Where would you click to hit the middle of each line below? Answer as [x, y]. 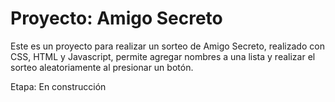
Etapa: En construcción [58, 86]
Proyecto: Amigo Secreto [116, 18]
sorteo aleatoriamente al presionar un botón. [102, 67]
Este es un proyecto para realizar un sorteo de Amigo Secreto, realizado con [167, 46]
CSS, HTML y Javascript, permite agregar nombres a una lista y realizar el [163, 56]
